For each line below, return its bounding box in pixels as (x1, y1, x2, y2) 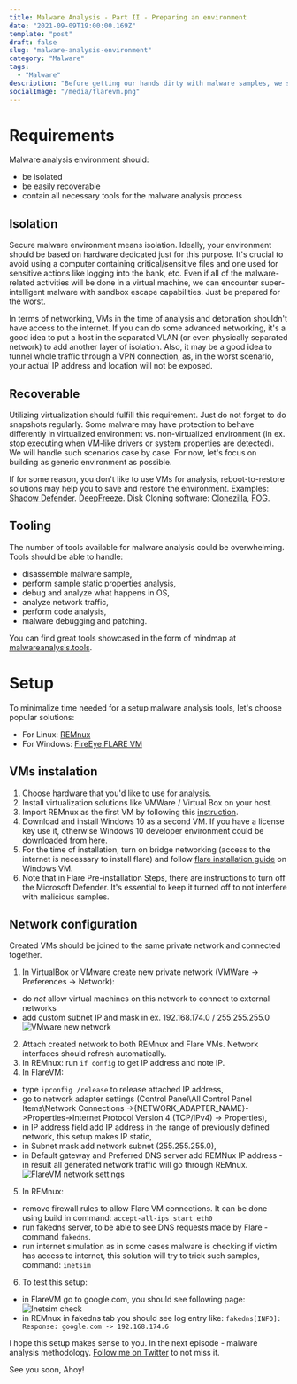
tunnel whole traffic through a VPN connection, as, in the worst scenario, (9, 351, 274, 362)
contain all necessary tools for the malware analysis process (21, 190, 243, 201)
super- (260, 277, 286, 288)
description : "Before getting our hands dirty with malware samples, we (9, 79, 283, 88)
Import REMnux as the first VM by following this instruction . (21, 806, 239, 817)
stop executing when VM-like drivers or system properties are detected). (9, 438, 275, 448)
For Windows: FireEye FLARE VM (21, 738, 143, 749)
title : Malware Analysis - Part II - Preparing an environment (9, 12, 247, 22)
